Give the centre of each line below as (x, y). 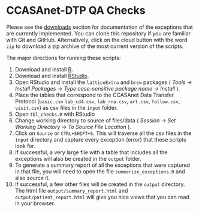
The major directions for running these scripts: (64, 58)
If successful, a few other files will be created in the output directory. (100, 184)
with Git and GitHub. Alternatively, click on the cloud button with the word (97, 40)
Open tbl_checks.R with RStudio (55, 114)
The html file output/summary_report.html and (71, 190)
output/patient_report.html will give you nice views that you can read (102, 197)
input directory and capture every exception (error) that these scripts (101, 139)
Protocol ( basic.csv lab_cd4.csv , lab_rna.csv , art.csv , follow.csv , (97, 101)
